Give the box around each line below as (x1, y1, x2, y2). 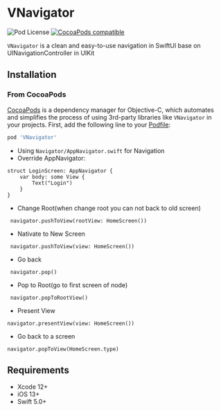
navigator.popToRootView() (10, 294, 89, 301)
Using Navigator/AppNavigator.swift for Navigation (17, 146, 165, 154)
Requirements (7, 364, 69, 376)
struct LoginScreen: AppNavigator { (7, 167, 113, 175)
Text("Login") (32, 179, 73, 186)
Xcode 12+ (17, 382, 48, 391)
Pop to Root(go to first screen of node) (17, 280, 128, 289)
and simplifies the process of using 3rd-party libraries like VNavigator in (7, 113, 212, 121)
